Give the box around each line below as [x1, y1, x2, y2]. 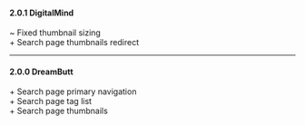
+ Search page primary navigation [9, 86, 137, 97]
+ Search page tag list [9, 96, 93, 107]
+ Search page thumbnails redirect [9, 37, 140, 48]
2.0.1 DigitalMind [9, 7, 74, 18]
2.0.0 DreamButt [9, 66, 74, 77]
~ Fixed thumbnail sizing [9, 27, 102, 38]
